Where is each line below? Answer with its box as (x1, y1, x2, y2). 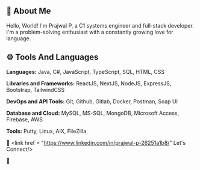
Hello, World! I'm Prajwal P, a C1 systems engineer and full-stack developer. (6, 22, 194, 29)
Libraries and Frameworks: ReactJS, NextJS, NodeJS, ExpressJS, (6, 79, 172, 87)
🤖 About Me (6, 6, 51, 16)
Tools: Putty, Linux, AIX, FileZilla (6, 127, 87, 135)
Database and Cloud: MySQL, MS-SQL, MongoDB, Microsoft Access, (6, 109, 180, 117)
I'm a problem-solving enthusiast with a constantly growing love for (6, 28, 173, 35)
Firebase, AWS (6, 115, 43, 123)
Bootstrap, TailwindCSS (6, 86, 65, 93)
